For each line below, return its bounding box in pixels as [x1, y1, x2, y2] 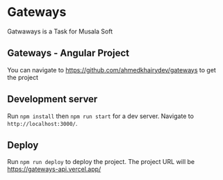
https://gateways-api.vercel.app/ [7, 165, 101, 174]
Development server [7, 93, 98, 105]
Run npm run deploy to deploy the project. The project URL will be [7, 158, 195, 166]
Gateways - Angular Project [7, 47, 130, 59]
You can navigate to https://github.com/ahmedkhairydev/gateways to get [7, 65, 217, 74]
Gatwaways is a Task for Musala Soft [7, 27, 113, 35]
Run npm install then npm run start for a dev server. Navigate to [7, 112, 195, 120]
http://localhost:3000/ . [7, 119, 78, 127]
